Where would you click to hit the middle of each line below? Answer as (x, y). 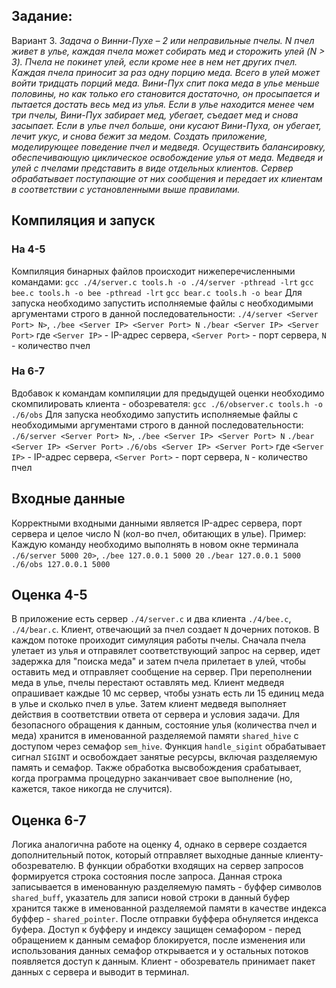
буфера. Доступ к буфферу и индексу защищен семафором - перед (156, 930)
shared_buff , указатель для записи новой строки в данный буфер (151, 898)
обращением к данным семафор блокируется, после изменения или (158, 940)
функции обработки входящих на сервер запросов (194, 866)
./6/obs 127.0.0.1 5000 (61, 564)
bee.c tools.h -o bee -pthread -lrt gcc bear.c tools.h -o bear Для (157, 292)
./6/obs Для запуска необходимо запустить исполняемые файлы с (155, 414)
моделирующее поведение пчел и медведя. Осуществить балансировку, (168, 146)
